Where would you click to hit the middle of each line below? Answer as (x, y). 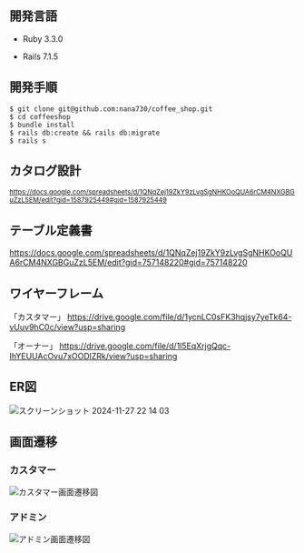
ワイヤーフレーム (57, 293)
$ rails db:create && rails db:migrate (85, 133)
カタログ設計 (45, 171)
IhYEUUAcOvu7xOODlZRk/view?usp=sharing (93, 357)
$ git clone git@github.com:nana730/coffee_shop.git (111, 109)
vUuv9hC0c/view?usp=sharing (67, 327)
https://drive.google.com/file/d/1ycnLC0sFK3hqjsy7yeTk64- (179, 317)
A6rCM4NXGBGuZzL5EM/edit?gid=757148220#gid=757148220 (128, 263)
